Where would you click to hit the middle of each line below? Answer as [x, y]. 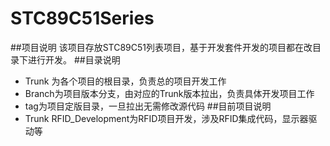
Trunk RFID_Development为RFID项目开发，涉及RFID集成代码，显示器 [166, 118]
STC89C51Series [82, 18]
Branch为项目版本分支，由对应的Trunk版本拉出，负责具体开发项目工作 [169, 93]
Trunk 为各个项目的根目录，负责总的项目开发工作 [125, 81]
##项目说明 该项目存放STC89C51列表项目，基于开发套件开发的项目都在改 [161, 47]
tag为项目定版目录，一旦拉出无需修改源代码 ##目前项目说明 [148, 106]
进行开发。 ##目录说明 [74, 59]
